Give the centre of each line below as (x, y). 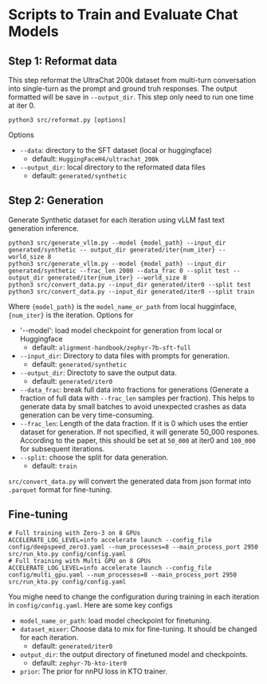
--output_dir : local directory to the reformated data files (112, 167)
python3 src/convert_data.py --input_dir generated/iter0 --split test (130, 284)
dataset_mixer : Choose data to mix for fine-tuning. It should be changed (138, 629)
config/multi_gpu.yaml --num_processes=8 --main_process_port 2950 (123, 575)
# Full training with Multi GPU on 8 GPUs (80, 561)
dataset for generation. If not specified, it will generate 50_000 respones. (139, 432)
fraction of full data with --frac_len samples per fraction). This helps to (137, 398)
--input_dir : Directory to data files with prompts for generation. (125, 355)
